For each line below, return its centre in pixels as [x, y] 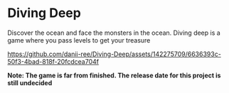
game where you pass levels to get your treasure [79, 40]
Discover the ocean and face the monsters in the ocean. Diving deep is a [114, 33]
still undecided [30, 82]
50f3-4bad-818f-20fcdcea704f [53, 61]
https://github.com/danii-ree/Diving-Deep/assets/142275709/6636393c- [114, 54]
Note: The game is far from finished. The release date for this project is [114, 75]
